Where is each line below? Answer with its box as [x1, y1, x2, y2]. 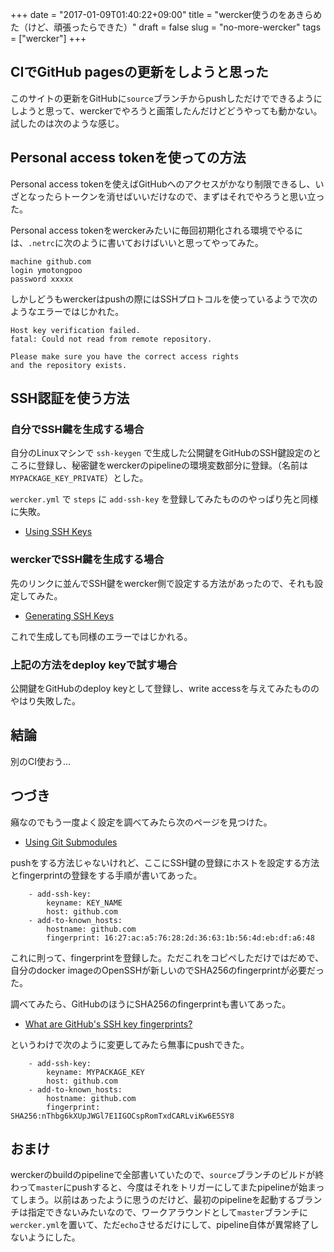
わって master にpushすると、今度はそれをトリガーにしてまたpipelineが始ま [10, 1181, 317, 1193]
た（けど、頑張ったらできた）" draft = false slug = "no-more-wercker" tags [10, 21, 322, 33]
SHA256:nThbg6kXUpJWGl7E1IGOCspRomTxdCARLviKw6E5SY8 [10, 1111, 235, 1121]
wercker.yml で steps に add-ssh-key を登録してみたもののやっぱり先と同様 [10, 493, 319, 505]
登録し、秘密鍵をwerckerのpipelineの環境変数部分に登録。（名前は [36, 459, 309, 472]
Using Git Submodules [24, 836, 118, 848]
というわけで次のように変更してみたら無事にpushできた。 [10, 1038, 250, 1050]
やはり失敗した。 [10, 694, 81, 707]
